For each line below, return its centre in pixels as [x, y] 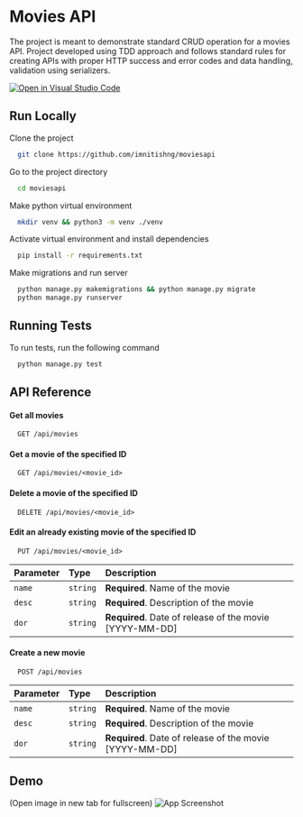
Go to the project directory [59, 171]
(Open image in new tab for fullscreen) [81, 803]
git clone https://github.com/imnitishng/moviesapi [117, 154]
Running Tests [50, 326]
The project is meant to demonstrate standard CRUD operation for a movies [150, 41]
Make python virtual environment [71, 206]
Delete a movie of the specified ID [73, 493]
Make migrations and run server [69, 273]
